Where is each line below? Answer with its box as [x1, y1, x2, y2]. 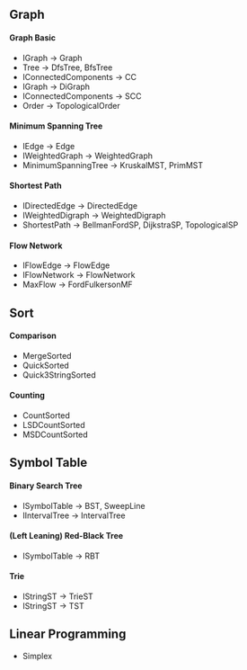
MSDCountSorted [22, 429, 88, 440]
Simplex [22, 650, 52, 661]
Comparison [9, 330, 57, 341]
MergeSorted [22, 350, 72, 361]
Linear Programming [9, 627, 127, 642]
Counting [9, 390, 45, 401]
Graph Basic [9, 31, 57, 43]
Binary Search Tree [9, 480, 83, 491]
